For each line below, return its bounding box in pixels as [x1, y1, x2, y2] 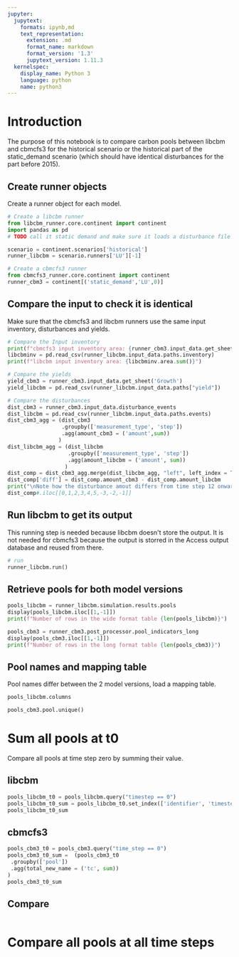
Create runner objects [7, 181, 107, 193]
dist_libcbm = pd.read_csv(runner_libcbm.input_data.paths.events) [7, 410, 212, 417]
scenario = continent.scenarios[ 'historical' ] [7, 246, 148, 253]
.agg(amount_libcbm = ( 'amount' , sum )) [68, 456, 186, 464]
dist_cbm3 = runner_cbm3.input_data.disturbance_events [7, 403, 176, 411]
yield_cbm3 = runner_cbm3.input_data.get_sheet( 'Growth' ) [7, 378, 183, 385]
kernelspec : [14, 63, 50, 70]
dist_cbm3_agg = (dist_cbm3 [7, 417, 91, 424]
